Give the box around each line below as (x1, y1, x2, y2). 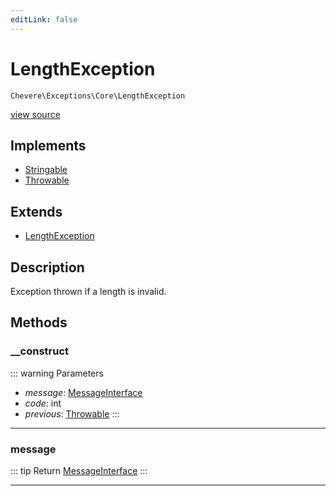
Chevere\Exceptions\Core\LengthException (10, 91, 186, 101)
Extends (10, 203, 63, 220)
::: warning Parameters (10, 367, 104, 379)
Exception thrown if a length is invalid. (10, 286, 167, 297)
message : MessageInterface (24, 386, 143, 398)
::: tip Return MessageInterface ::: (10, 464, 148, 476)
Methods (10, 314, 68, 331)
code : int (24, 397, 62, 409)
